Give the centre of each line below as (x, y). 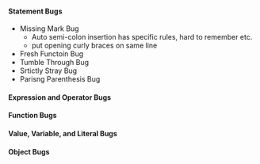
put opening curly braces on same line (94, 46)
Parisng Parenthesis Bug (60, 79)
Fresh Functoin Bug (52, 54)
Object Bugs (29, 151)
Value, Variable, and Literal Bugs (63, 133)
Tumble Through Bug (54, 63)
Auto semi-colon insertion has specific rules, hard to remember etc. (142, 37)
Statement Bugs (35, 11)
